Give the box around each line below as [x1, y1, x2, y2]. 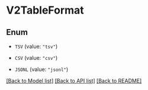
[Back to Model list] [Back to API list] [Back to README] [6, 78, 142, 84]
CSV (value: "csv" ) [14, 54, 58, 61]
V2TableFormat [6, 4, 84, 17]
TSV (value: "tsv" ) [14, 43, 58, 50]
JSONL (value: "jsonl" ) [14, 66, 69, 73]
